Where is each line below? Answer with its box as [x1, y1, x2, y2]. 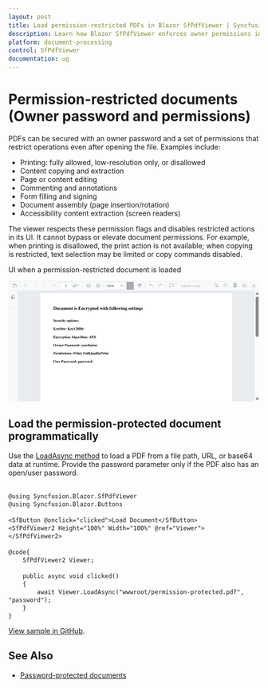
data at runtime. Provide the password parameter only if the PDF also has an [8, 459, 259, 469]
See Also [8, 649, 53, 662]
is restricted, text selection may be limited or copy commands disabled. [8, 249, 243, 259]
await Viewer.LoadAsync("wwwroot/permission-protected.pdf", [37, 587, 245, 596]
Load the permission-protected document [8, 417, 222, 431]
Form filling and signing [19, 192, 97, 201]
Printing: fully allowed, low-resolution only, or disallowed [19, 157, 206, 167]
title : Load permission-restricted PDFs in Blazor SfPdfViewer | [8, 21, 230, 30]
